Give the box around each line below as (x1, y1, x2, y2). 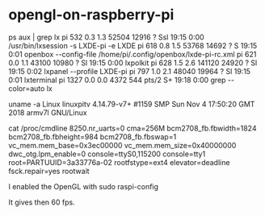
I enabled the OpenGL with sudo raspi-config (8, 181, 159, 191)
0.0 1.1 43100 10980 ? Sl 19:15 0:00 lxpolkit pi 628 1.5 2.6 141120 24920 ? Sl (8, 58, 258, 68)
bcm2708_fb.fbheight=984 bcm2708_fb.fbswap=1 (8, 131, 177, 142)
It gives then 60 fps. (8, 197, 75, 207)
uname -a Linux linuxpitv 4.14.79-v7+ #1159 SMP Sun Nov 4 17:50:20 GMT (8, 99, 255, 109)
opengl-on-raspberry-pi (8, 6, 175, 24)
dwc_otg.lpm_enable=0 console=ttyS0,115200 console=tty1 (8, 149, 206, 159)
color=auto (8, 83, 45, 93)
